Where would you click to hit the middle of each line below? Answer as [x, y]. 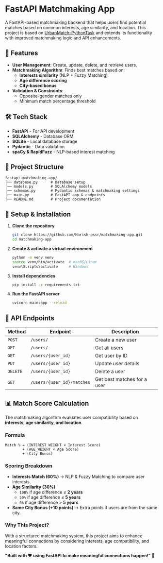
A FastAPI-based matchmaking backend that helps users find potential [76, 22]
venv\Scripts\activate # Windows [50, 266]
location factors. [21, 546]
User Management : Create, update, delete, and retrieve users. [74, 65]
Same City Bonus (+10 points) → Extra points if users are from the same [85, 507]
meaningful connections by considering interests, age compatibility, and [77, 541]
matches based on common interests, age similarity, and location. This [75, 27]
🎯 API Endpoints [30, 318]
